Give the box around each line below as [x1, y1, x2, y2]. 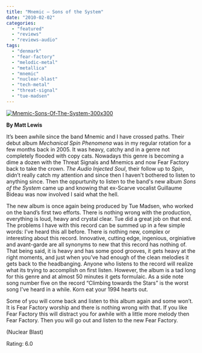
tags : [6, 43, 20, 49]
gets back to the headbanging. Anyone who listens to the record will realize [6, 260, 194, 267]
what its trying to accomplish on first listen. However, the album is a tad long [6, 266, 196, 273]
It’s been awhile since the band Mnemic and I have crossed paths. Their [6, 133, 185, 140]
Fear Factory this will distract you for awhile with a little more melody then [6, 310, 190, 317]
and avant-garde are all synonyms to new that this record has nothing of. [6, 241, 187, 248]
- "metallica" [11, 65, 47, 71]
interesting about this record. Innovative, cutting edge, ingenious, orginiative [6, 234, 196, 241]
